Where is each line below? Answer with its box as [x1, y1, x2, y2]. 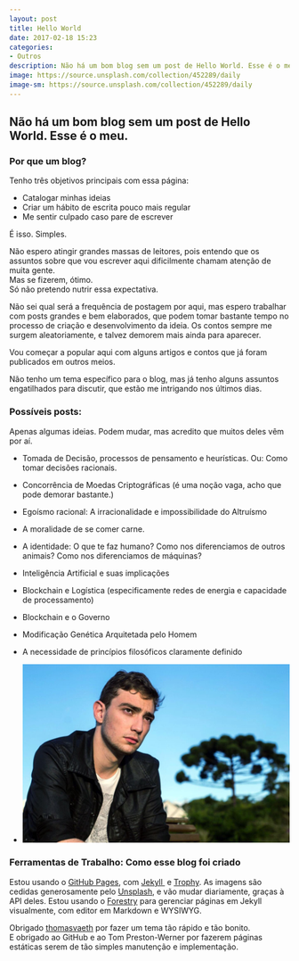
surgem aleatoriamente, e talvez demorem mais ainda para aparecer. [9, 330, 262, 341]
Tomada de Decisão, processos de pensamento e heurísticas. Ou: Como [21, 452, 288, 463]
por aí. [9, 435, 33, 446]
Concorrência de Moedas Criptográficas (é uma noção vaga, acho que [21, 479, 282, 490]
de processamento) [21, 594, 94, 605]
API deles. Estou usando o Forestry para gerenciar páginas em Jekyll [9, 895, 263, 906]
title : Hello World [9, 23, 82, 33]
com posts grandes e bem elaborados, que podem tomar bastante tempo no [9, 311, 289, 321]
